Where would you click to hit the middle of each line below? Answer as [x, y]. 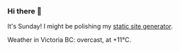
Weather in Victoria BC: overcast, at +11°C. [69, 40]
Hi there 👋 [25, 11]
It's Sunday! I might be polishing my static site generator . [90, 27]
